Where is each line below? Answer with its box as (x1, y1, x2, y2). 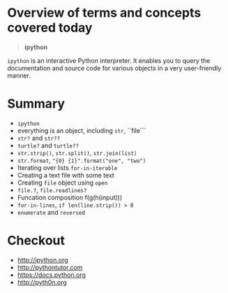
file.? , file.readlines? (17, 185, 87, 194)
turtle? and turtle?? (17, 141, 79, 150)
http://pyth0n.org (17, 278, 68, 286)
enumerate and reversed (17, 208, 86, 216)
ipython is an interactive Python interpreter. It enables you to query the (7, 56, 211, 64)
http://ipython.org (17, 255, 68, 264)
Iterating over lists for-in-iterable (17, 163, 118, 172)
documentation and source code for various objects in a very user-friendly (7, 64, 222, 72)
